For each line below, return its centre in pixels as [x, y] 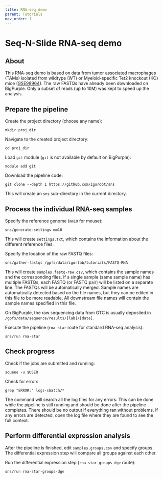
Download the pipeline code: [34, 175]
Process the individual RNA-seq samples [69, 209]
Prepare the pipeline [37, 109]
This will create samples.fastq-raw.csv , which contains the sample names [80, 272]
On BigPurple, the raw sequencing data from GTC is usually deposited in [78, 313]
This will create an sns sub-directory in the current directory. [66, 194]
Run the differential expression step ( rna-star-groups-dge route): [70, 462]
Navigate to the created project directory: [47, 139]
